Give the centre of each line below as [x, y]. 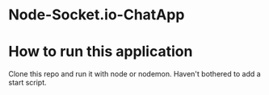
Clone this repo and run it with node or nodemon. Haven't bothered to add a [134, 74]
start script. [27, 83]
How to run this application [101, 52]
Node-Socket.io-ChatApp [97, 15]
